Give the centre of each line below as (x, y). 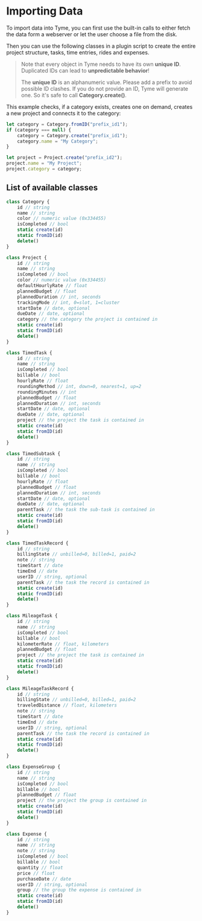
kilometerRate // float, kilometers (63, 644)
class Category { (28, 202)
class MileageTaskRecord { (40, 688)
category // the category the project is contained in (87, 319)
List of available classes (52, 188)
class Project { (27, 257)
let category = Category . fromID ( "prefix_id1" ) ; (67, 124)
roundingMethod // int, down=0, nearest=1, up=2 (79, 386)
